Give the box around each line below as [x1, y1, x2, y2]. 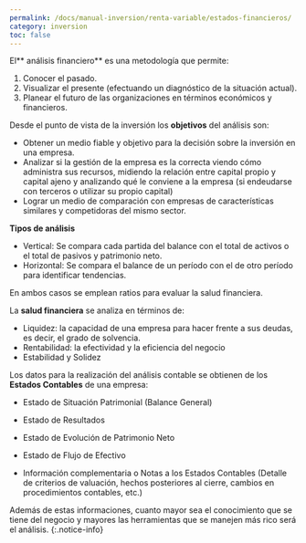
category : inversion [9, 22, 89, 31]
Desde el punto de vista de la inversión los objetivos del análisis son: [9, 120, 269, 131]
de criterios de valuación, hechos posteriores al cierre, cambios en [22, 477, 275, 488]
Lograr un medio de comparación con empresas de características [22, 195, 274, 206]
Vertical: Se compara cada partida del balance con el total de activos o [22, 241, 290, 252]
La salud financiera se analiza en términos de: [9, 305, 185, 316]
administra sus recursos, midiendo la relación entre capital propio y [22, 166, 277, 178]
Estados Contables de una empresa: [9, 380, 149, 391]
